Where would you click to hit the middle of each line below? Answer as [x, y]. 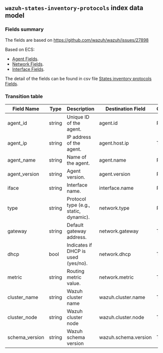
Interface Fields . [28, 69]
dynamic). [78, 217]
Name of [77, 157]
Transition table [24, 96]
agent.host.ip [114, 143]
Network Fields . [28, 64]
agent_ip [17, 143]
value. [74, 283]
